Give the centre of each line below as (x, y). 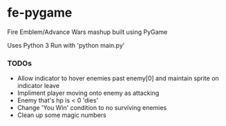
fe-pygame (40, 13)
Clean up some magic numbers (62, 115)
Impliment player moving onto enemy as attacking (88, 93)
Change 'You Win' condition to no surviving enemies (92, 108)
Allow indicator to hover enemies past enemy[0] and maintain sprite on (118, 78)
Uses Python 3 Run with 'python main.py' (66, 45)
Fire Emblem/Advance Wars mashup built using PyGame (87, 32)
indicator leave (38, 86)
